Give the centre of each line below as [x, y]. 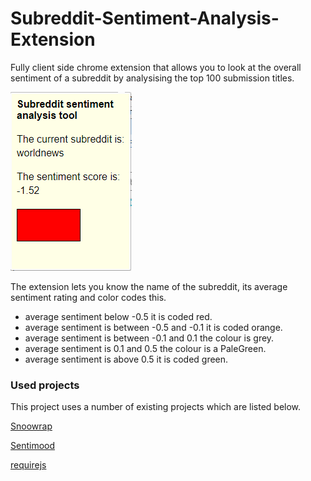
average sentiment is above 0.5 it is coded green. [126, 359]
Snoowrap [31, 426]
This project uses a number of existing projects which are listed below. [156, 407]
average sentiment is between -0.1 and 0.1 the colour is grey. [149, 338]
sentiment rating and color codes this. [88, 297]
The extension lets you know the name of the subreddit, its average [149, 286]
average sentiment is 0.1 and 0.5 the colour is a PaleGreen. [145, 348]
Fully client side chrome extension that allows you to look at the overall [156, 67]
